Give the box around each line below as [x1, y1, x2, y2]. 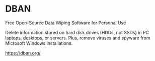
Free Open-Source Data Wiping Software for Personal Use [5, 20, 126, 26]
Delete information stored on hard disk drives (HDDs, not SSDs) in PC [5, 29, 149, 35]
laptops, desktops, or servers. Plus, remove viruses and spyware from [5, 35, 150, 41]
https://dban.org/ [5, 50, 41, 56]
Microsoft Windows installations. [5, 40, 73, 46]
